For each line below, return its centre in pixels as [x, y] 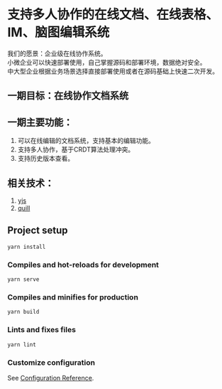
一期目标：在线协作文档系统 [68, 96]
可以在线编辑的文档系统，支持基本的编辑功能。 [86, 141]
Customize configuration [51, 362]
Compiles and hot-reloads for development [83, 265]
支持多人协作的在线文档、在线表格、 [113, 15]
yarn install [27, 247]
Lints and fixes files [42, 330]
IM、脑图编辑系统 [59, 32]
